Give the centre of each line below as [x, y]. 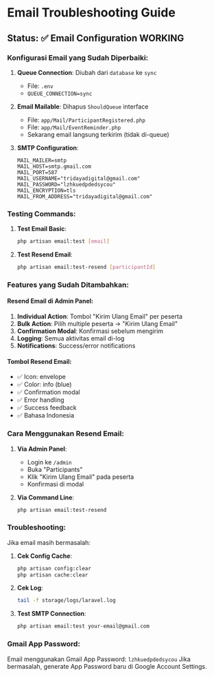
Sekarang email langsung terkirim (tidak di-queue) [98, 134]
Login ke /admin [49, 462]
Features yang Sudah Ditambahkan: [68, 285]
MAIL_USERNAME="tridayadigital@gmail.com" [79, 178]
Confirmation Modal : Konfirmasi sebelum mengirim [90, 331]
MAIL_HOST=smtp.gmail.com [54, 166]
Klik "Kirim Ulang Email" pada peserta [81, 477]
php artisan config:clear [54, 568]
